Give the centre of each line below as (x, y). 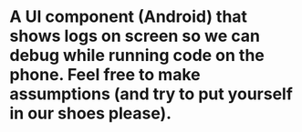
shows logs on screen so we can (135, 36)
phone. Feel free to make (105, 75)
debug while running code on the (137, 56)
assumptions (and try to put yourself (151, 94)
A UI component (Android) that (129, 17)
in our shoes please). (90, 113)
